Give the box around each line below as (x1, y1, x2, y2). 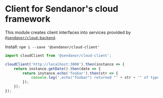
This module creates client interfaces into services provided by (5, 29, 131, 35)
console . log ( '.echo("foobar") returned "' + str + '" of (31, 75, 149, 80)
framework (5, 13, 50, 24)
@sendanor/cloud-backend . (5, 35, 57, 40)
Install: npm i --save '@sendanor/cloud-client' (5, 44, 100, 49)
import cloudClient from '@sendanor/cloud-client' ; (5, 53, 112, 58)
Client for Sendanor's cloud (5, 3, 118, 14)
